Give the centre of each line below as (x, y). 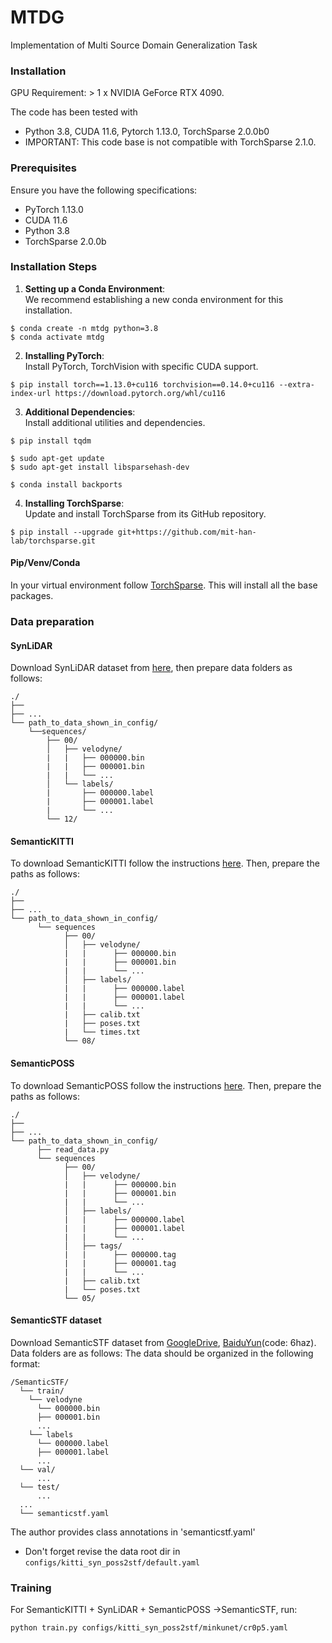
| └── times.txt (102, 1032)
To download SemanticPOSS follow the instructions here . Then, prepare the (166, 1085)
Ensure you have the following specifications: (104, 190)
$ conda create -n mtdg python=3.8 (84, 328)
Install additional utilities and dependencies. (115, 422)
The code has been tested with (74, 112)
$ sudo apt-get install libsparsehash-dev (100, 467)
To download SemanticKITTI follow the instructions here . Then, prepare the (165, 863)
